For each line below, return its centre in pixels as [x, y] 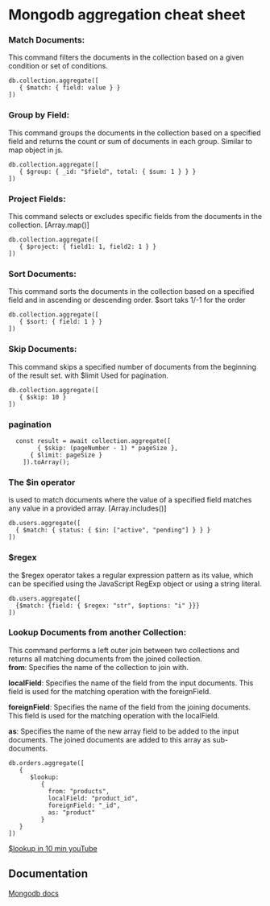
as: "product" [71, 812]
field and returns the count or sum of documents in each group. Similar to [130, 141]
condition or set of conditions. [58, 66]
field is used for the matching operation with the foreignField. [110, 691]
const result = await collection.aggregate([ [93, 441]
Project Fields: [37, 199]
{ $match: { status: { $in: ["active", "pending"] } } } [113, 530]
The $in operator [42, 482]
